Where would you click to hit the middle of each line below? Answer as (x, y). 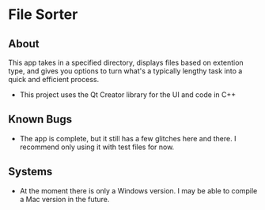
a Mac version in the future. (64, 199)
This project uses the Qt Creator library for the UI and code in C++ (127, 95)
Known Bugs (40, 120)
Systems (30, 172)
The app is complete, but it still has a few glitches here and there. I (128, 138)
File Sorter (43, 15)
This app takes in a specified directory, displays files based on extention (126, 62)
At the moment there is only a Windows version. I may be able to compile (138, 190)
